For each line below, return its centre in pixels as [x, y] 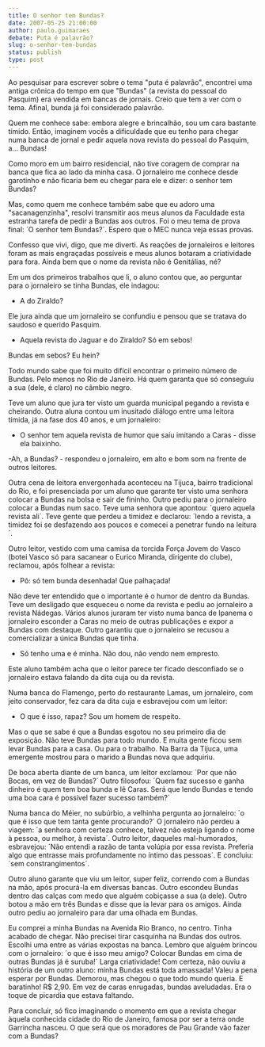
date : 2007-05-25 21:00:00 [53, 23]
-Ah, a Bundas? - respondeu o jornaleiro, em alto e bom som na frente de [127, 459]
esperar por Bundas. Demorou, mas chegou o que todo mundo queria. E [126, 978]
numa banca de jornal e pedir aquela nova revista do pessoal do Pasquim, [129, 139]
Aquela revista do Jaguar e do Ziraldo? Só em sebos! [106, 340]
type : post [26, 60]
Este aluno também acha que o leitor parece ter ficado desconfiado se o [126, 669]
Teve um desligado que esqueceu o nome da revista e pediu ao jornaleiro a [131, 604]
